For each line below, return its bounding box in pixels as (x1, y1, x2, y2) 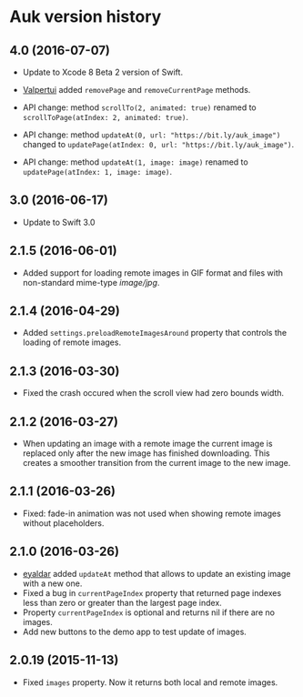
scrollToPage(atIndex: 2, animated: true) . (22, 112, 189, 122)
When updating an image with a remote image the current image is (22, 439, 273, 450)
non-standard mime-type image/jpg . (22, 277, 160, 288)
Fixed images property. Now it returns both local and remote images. (22, 676, 278, 688)
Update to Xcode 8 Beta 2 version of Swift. (22, 66, 184, 77)
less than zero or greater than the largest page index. (22, 597, 223, 608)
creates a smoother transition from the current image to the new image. (22, 458, 291, 469)
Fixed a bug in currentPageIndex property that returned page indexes (22, 587, 282, 598)
